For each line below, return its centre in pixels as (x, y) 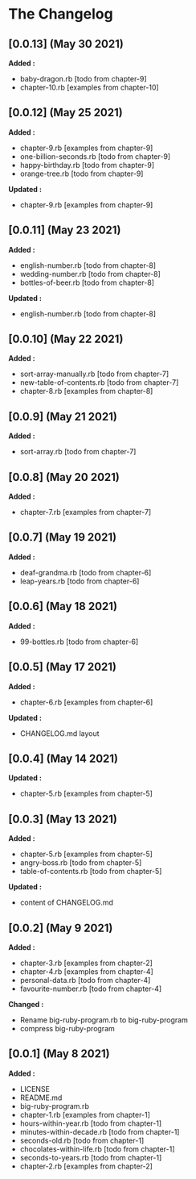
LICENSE (35, 1089)
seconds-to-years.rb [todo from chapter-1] (91, 1157)
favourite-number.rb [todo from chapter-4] (91, 989)
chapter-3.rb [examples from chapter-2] (86, 963)
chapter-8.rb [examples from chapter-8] (86, 391)
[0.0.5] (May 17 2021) (62, 667)
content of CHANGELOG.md (67, 903)
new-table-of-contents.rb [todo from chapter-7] (99, 383)
